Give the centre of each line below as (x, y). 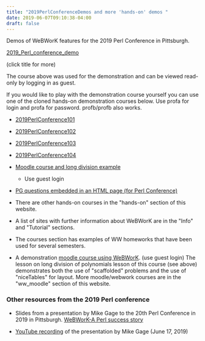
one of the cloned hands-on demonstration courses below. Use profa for (98, 101)
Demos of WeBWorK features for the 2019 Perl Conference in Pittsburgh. (98, 41)
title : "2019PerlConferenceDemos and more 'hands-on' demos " (87, 12)
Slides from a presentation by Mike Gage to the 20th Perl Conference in (105, 313)
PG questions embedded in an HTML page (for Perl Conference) (96, 191)
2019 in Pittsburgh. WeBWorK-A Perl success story (79, 320)
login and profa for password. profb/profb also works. (74, 108)
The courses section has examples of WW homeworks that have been (104, 239)
